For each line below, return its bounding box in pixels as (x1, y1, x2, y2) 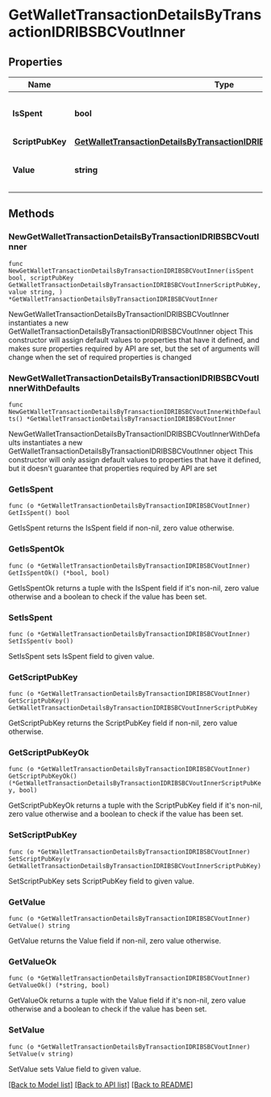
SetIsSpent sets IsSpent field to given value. (8, 651, 155, 660)
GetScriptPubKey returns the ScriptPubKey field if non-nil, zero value (8, 718, 238, 728)
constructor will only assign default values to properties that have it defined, (8, 454, 261, 464)
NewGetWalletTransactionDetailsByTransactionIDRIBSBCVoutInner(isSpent (8, 267, 254, 275)
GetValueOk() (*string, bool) (8, 981, 110, 989)
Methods (8, 207, 55, 221)
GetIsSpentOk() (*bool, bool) (8, 568, 110, 577)
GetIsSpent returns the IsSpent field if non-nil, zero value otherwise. (8, 523, 235, 533)
